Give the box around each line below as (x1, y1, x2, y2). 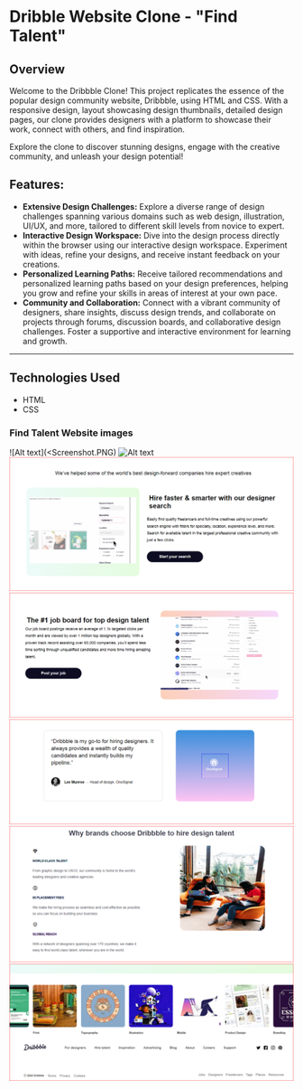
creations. (22, 258, 60, 269)
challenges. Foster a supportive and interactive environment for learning (22, 325, 291, 336)
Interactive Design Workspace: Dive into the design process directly (22, 230, 280, 240)
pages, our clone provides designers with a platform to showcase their (9, 115, 272, 125)
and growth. (22, 335, 68, 346)
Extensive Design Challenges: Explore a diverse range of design (22, 201, 265, 211)
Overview (9, 61, 66, 77)
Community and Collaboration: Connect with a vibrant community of (22, 296, 281, 308)
